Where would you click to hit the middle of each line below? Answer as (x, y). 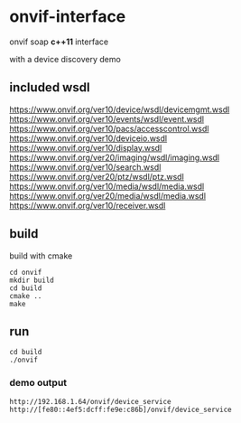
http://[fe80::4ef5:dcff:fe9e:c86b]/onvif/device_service (120, 409)
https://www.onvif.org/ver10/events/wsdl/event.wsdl (107, 118)
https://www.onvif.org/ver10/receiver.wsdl (88, 205)
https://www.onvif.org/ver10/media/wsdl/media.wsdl (107, 186)
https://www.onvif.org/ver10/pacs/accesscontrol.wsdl (109, 128)
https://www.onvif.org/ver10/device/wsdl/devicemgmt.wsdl (120, 109)
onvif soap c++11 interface (59, 42)
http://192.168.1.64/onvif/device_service (90, 401)
